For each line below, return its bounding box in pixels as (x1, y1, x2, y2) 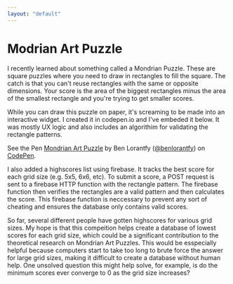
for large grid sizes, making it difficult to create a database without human (7, 253, 221, 261)
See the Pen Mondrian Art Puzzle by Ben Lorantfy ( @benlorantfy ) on (7, 144, 206, 152)
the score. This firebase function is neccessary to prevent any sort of (7, 195, 208, 203)
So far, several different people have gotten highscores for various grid (7, 216, 213, 224)
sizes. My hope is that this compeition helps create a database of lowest (7, 223, 216, 232)
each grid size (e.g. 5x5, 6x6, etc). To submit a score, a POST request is (7, 172, 215, 180)
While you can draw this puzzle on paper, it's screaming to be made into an (7, 107, 225, 116)
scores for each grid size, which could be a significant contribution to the (7, 230, 219, 240)
